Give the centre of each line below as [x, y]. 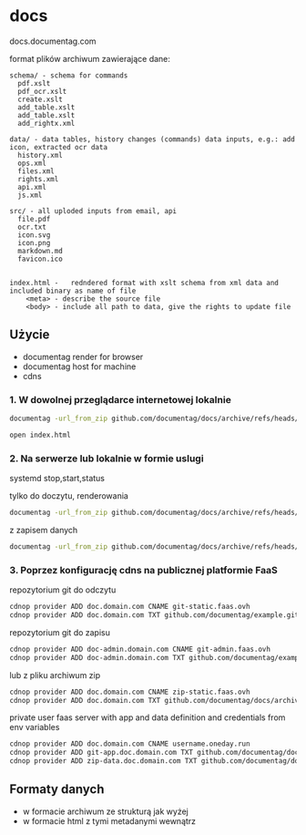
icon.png [34, 242]
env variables [35, 727]
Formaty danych [57, 789]
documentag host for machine [79, 366]
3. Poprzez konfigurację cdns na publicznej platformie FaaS [143, 570]
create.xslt [41, 99]
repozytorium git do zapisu [60, 632]
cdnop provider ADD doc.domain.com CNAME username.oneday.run [130, 744]
